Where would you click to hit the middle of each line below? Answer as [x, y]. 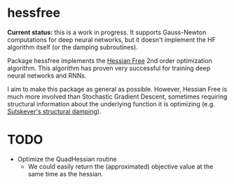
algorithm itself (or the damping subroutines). [73, 47]
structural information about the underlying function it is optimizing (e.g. [111, 104]
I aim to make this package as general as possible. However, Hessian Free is [117, 89]
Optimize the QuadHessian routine [67, 159]
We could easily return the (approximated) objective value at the [121, 167]
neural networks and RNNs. [47, 76]
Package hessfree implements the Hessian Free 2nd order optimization [110, 60]
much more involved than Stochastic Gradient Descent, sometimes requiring [117, 97]
